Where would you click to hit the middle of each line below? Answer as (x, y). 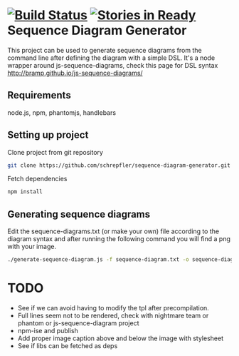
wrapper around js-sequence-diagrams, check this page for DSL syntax (113, 65)
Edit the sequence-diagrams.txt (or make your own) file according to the (113, 231)
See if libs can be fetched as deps (68, 345)
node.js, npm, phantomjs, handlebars (62, 112)
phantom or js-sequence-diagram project (78, 323)
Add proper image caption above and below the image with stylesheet (121, 338)
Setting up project (48, 135)
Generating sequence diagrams (79, 214)
